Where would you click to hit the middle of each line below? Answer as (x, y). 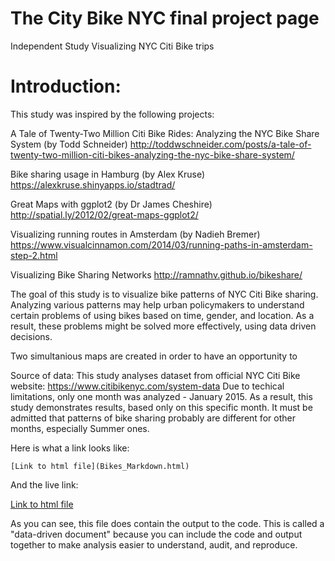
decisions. (31, 336)
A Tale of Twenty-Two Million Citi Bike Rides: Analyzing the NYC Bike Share (165, 133)
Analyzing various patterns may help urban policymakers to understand (157, 304)
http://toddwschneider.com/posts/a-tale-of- (220, 144)
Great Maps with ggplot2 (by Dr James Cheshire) (111, 204)
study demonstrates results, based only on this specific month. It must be (161, 407)
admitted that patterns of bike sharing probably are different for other (153, 418)
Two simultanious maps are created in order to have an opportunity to (154, 356)
